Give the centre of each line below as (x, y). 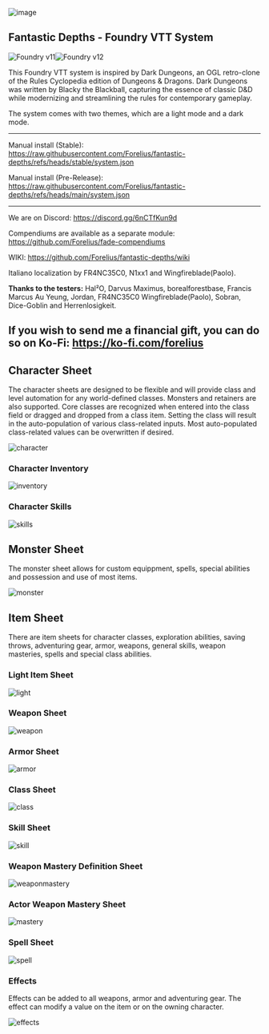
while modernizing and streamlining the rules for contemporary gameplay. (130, 98)
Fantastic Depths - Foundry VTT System (111, 37)
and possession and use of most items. (73, 577)
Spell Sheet (31, 943)
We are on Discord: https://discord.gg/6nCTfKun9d (93, 217)
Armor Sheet (34, 751)
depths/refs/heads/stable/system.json (71, 162)
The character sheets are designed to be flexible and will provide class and (132, 390)
